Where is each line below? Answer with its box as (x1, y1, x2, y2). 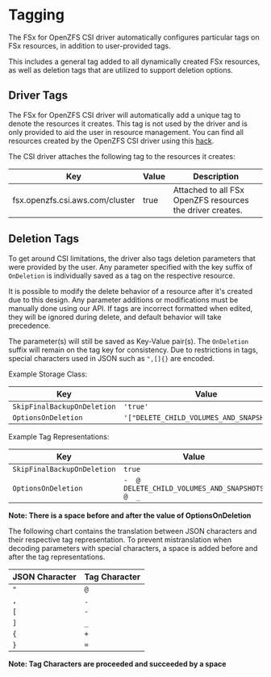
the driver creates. (173, 204, 243, 216)
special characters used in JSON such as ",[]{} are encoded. (8, 353, 215, 363)
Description (193, 170, 240, 182)
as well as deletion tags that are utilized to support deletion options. (8, 65, 234, 74)
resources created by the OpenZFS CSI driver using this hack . (8, 136, 215, 145)
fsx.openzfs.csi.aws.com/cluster (12, 194, 135, 205)
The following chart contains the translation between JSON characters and (8, 526, 257, 536)
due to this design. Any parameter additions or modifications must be (8, 295, 239, 305)
